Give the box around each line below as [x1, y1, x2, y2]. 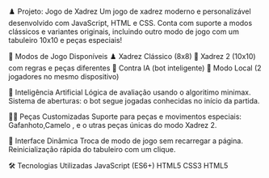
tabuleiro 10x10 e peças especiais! [8, 36, 123, 44]
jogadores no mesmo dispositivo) [8, 72, 120, 81]
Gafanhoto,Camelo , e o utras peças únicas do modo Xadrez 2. [8, 121, 217, 129]
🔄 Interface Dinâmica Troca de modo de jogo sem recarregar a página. [8, 136, 244, 146]
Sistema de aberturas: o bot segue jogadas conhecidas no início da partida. [8, 96, 260, 105]
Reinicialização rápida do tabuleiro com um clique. [8, 145, 176, 154]
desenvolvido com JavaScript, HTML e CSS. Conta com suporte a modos [8, 19, 253, 28]
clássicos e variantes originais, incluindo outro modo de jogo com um [8, 27, 240, 36]
